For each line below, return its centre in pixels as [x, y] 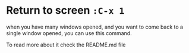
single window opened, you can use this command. [69, 33]
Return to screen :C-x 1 [65, 10]
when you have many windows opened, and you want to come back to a [94, 27]
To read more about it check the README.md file [66, 45]
